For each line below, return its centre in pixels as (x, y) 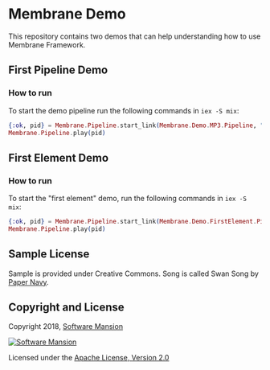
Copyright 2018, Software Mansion (65, 327)
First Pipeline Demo (58, 70)
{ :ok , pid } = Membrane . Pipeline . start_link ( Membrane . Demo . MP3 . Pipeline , (133, 125)
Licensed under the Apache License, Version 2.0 (89, 358)
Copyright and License (66, 308)
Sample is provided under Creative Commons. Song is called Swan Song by (134, 273)
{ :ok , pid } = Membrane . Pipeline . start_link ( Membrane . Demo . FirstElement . (133, 222)
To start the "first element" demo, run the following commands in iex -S (128, 199)
